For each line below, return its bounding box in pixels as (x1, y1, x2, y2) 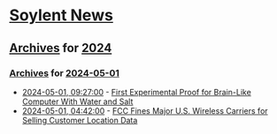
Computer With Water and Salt (21, 96, 134, 107)
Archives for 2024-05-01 (9, 67, 119, 79)
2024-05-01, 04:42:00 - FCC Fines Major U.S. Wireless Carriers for (21, 105, 268, 115)
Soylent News (9, 5, 113, 26)
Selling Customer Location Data (21, 115, 138, 125)
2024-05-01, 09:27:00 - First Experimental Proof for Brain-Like (21, 86, 252, 97)
